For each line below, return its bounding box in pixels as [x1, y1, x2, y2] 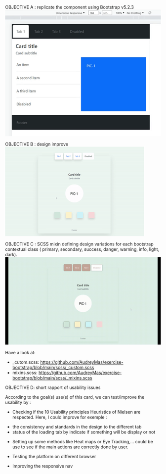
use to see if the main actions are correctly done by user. [12, 444, 128, 450]
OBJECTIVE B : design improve [5, 141, 68, 147]
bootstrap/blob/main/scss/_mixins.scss [12, 375, 92, 381]
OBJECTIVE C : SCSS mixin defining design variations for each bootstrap [5, 241, 154, 247]
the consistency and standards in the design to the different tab [12, 424, 142, 430]
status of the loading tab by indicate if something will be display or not [12, 429, 156, 435]
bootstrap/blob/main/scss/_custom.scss [12, 365, 94, 371]
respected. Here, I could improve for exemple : [12, 414, 107, 420]
